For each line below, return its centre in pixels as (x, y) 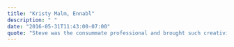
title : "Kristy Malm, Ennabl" (51, 13)
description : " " (32, 20)
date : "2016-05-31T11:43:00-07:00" (59, 26)
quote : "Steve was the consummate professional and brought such (104, 33)
